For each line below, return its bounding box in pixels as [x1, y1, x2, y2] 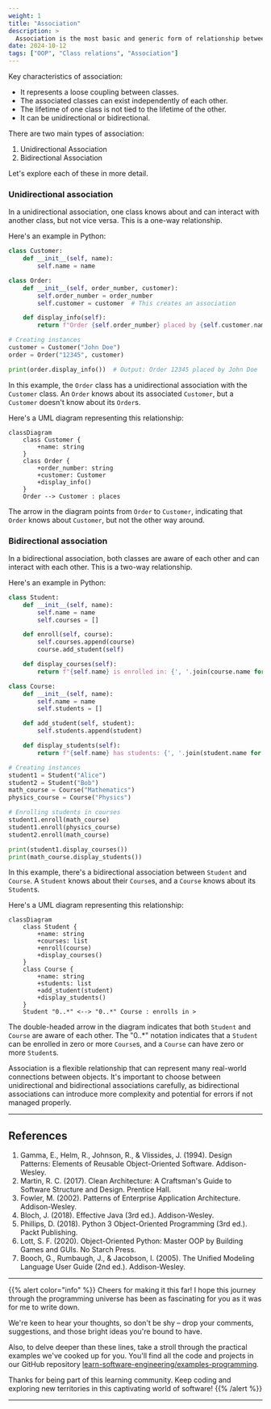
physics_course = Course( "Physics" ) [8, 794, 131, 802]
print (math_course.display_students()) [8, 853, 143, 861]
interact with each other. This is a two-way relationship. [8, 562, 193, 572]
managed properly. [8, 1098, 72, 1107]
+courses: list [37, 937, 89, 946]
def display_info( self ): [23, 314, 106, 322]
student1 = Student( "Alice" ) [8, 771, 106, 779]
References [8, 1128, 68, 1142]
